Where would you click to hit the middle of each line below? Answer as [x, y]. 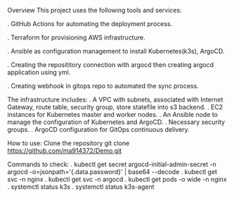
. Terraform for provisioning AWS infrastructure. [76, 37]
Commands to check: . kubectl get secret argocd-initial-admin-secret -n [112, 164]
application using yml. [39, 72]
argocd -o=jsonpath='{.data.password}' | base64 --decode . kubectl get [112, 172]
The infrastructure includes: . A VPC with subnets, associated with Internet [115, 99]
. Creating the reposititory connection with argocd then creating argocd [111, 65]
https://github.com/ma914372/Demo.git [65, 150]
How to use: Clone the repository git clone [69, 143]
